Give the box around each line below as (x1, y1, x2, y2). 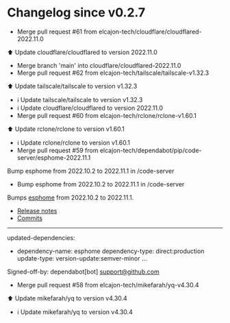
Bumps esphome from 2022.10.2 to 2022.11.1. (7, 193, 134, 202)
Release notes (16, 206, 57, 215)
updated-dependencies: (7, 233, 75, 241)
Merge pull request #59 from (16, 146, 99, 154)
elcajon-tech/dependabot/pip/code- (99, 146, 202, 154)
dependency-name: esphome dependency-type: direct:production (16, 247, 205, 255)
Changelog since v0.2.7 (7, 5, 146, 21)
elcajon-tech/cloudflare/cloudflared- (99, 27, 202, 36)
